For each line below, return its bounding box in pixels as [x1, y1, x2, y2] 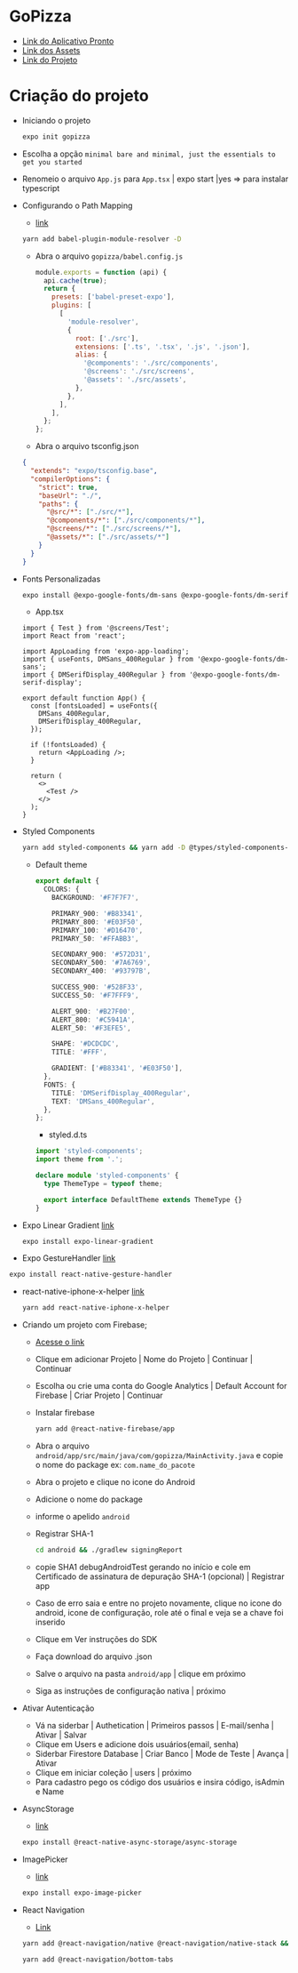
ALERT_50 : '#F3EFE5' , [51, 1023, 131, 1032]
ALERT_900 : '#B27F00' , [51, 1007, 136, 1015]
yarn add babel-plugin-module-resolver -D [21, 234, 182, 244]
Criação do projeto [9, 86, 149, 106]
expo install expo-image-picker [21, 1888, 142, 1897]
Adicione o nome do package [35, 1494, 144, 1504]
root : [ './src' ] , [74, 333, 139, 343]
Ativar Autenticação [21, 1703, 95, 1713]
